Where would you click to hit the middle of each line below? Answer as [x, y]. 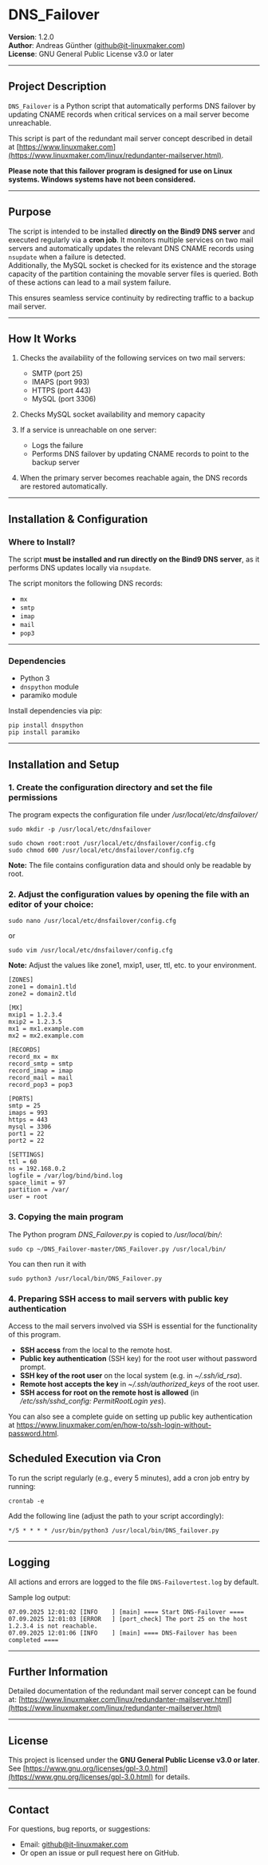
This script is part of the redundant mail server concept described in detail [130, 138]
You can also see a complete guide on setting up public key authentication [130, 1416]
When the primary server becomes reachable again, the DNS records [134, 478]
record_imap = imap [41, 1071]
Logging [29, 1562]
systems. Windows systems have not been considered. [102, 179]
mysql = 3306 [30, 1127]
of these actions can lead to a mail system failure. [90, 282]
